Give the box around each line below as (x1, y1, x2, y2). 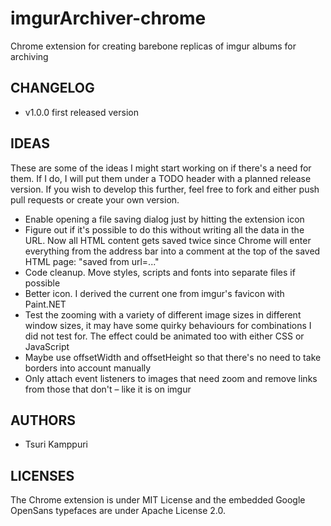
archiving (10, 50, 49, 62)
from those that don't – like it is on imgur (24, 383, 192, 395)
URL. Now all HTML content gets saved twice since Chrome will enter (24, 234, 312, 246)
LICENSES (10, 467, 75, 484)
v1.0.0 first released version (24, 106, 139, 118)
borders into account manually (24, 362, 152, 374)
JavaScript (24, 340, 70, 352)
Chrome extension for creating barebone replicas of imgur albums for (10, 40, 297, 52)
